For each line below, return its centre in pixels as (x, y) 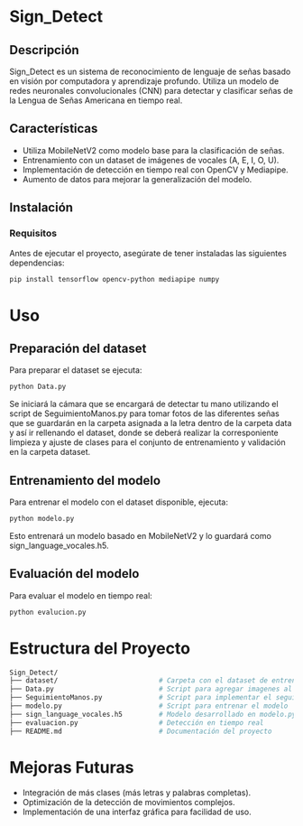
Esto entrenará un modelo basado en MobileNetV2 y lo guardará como (141, 535)
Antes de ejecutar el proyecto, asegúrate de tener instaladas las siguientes (148, 253)
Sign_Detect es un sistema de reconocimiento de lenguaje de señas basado (150, 71)
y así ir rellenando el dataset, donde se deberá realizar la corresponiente (144, 433)
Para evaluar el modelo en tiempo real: (81, 595)
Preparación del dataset (78, 348)
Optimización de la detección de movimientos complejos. (129, 802)
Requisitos (33, 234)
